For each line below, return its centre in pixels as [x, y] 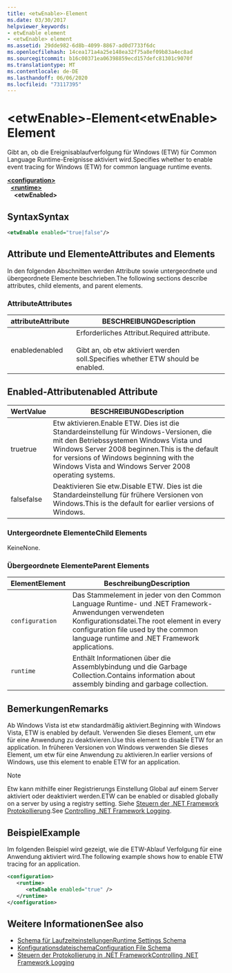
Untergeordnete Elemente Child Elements [77, 533]
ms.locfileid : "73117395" [44, 84]
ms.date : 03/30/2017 [37, 20]
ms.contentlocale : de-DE [43, 71]
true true [24, 448]
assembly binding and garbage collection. [140, 684]
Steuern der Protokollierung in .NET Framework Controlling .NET [108, 955]
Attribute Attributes [40, 303]
